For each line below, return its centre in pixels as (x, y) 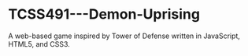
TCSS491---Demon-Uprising (104, 14)
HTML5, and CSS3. (39, 44)
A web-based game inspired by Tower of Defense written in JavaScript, (124, 36)
